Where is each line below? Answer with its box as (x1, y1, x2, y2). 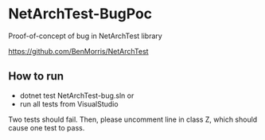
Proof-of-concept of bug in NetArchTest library (8, 31, 163, 41)
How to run (8, 69, 64, 84)
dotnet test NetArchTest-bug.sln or (19, 91, 134, 100)
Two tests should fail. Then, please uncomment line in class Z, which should (8, 115, 258, 124)
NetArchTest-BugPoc (8, 5, 153, 23)
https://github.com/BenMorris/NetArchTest (8, 46, 149, 56)
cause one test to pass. (8, 122, 85, 132)
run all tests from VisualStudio (19, 99, 119, 108)
